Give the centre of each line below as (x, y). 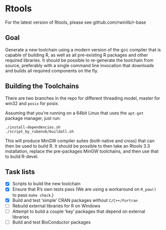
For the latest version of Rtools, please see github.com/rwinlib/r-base (76, 22)
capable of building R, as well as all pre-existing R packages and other (77, 55)
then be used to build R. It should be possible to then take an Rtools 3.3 (78, 146)
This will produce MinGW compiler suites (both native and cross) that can (80, 141)
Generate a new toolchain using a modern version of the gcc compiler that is (83, 49)
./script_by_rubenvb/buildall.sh (40, 131)
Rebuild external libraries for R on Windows (56, 206)
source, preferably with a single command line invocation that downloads (80, 65)
